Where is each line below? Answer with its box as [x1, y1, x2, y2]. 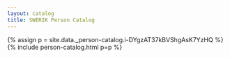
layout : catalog [7, 10, 54, 17]
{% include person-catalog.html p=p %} [7, 43, 123, 51]
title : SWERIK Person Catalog [7, 17, 95, 23]
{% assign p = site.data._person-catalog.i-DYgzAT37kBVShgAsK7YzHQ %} [7, 35, 224, 43]
